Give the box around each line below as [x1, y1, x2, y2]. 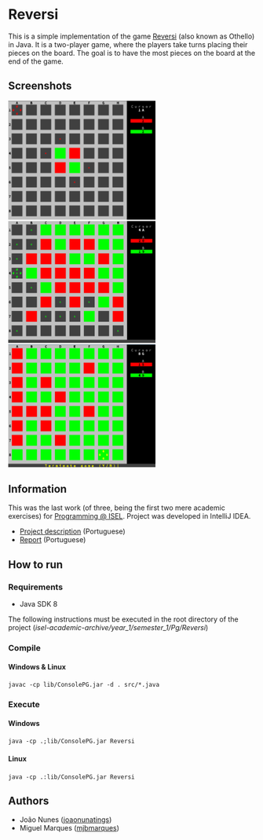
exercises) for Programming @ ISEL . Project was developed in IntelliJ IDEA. [8, 512, 251, 521]
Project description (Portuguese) [19, 526, 126, 536]
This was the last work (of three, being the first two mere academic [8, 503, 225, 512]
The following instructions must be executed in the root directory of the [8, 614, 239, 624]
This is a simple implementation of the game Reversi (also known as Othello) [8, 31, 255, 41]
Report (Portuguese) [19, 535, 86, 545]
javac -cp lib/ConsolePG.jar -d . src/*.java [8, 681, 159, 689]
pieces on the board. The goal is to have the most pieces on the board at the [8, 48, 256, 57]
